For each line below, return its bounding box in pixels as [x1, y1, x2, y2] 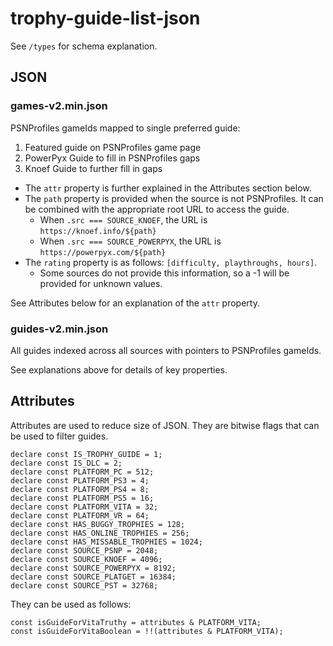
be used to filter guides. [10, 430, 109, 442]
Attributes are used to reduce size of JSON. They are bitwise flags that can [10, 419, 320, 431]
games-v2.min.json [10, 99, 108, 113]
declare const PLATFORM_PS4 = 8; [10, 484, 150, 494]
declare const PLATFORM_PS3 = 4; [10, 475, 150, 486]
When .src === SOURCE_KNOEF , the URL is [39, 213, 208, 226]
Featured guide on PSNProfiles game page [24, 141, 202, 153]
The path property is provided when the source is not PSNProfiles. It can [24, 192, 324, 204]
